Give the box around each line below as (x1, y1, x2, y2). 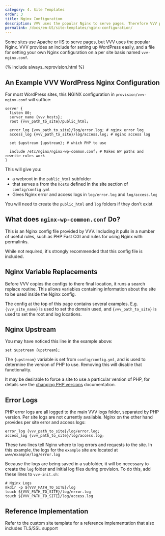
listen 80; (9, 110, 32, 115)
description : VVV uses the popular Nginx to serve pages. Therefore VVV (5, 21, 157, 26)
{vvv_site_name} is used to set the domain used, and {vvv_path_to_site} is (5, 306, 157, 312)
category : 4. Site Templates (5, 7, 65, 12)
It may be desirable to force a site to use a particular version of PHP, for (5, 376, 150, 382)
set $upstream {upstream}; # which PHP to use (9, 141, 107, 145)
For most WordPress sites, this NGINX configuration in (5, 91, 115, 97)
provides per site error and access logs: (5, 420, 86, 425)
